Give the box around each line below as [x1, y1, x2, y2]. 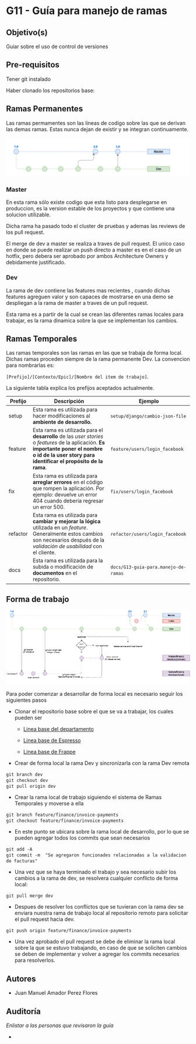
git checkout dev [6, 778, 48, 784]
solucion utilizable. [6, 211, 51, 218]
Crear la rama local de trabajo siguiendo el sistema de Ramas [14, 794, 162, 801]
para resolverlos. [14, 957, 55, 964]
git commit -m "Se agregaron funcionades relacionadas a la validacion [6, 852, 187, 858]
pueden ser [14, 714, 43, 722]
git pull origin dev [6, 784, 57, 790]
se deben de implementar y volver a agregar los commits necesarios [14, 951, 180, 958]
